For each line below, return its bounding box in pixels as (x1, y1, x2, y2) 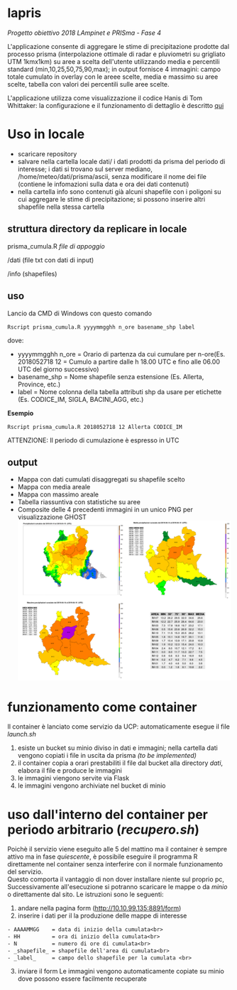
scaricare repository (17, 149, 77, 158)
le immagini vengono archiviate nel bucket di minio (17, 781, 166, 790)
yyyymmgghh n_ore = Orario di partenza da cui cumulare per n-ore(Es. (17, 349, 226, 358)
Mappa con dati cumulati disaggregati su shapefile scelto (17, 475, 186, 484)
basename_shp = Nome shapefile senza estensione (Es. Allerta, (17, 372, 204, 381)
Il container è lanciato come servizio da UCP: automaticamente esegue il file (7, 722, 231, 731)
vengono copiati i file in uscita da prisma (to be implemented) (17, 751, 197, 760)
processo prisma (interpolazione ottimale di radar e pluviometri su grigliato (7, 50, 226, 58)
